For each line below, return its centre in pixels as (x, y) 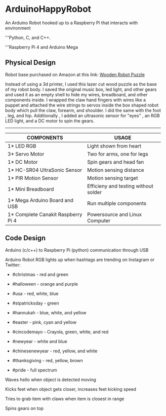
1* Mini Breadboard (31, 189)
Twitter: (13, 265)
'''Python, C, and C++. (28, 38)
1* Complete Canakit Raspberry (45, 214)
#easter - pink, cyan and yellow (44, 322)
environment (18, 28)
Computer (99, 221)
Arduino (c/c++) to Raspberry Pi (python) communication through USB (77, 250)
